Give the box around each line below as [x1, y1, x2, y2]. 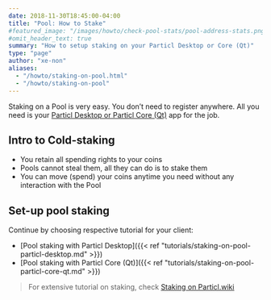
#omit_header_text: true [8, 34, 92, 43]
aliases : [8, 65, 38, 73]
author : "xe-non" [8, 57, 67, 65]
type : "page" [8, 49, 52, 57]
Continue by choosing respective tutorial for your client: [8, 225, 194, 235]
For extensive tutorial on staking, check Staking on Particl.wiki [27, 282, 235, 292]
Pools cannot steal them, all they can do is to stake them [19, 163, 208, 173]
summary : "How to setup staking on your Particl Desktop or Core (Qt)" [8, 42, 254, 50]
